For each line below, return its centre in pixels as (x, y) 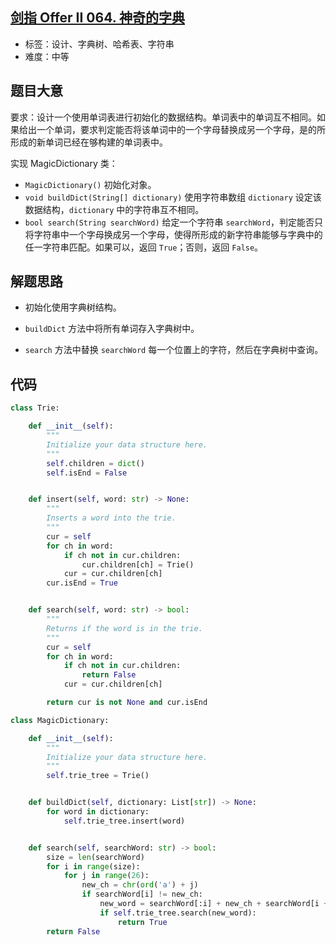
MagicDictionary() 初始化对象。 (90, 184)
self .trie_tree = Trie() (98, 776)
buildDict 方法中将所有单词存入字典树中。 (112, 329)
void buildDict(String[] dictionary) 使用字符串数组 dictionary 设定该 (173, 197)
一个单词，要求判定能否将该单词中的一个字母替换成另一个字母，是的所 (181, 129)
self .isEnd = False (87, 473)
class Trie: (35, 408)
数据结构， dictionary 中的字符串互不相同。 (114, 209)
